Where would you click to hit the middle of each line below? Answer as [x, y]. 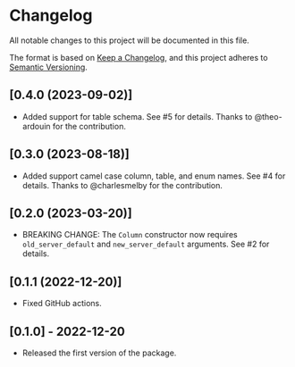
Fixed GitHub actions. [62, 304]
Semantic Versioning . [48, 67]
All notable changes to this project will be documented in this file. [130, 40]
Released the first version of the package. [99, 353]
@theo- [269, 116]
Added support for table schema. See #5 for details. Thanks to [137, 116]
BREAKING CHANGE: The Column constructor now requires [130, 235]
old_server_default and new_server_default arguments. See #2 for [146, 244]
